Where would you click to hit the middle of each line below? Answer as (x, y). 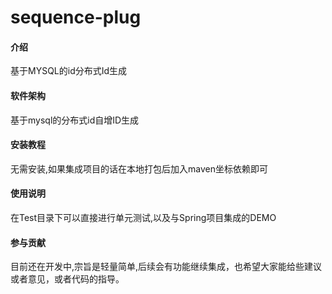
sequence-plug (76, 17)
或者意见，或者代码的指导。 (67, 279)
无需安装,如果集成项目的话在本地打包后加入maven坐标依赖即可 (139, 168)
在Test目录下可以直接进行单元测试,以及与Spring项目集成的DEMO (143, 217)
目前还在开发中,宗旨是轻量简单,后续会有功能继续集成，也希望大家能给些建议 (166, 267)
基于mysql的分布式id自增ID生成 (75, 120)
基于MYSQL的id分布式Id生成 (69, 71)
